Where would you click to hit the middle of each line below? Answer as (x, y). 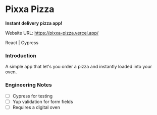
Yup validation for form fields (43, 101)
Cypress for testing (33, 96)
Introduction (21, 55)
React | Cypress (22, 42)
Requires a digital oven (36, 107)
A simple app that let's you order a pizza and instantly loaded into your (79, 67)
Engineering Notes (29, 85)
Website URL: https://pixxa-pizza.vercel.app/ (52, 33)
